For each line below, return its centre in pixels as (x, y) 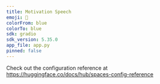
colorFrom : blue (27, 23)
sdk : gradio (21, 34)
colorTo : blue (24, 28)
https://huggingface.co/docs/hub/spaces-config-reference (80, 74)
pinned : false (24, 51)
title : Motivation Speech (39, 12)
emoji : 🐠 (17, 17)
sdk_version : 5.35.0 (32, 40)
